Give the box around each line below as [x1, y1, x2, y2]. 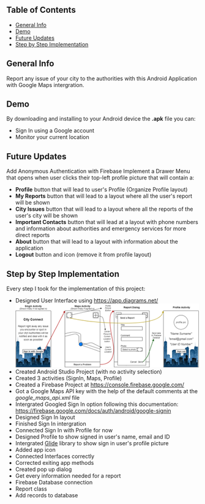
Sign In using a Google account [15, 127, 95, 134]
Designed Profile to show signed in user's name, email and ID [15, 433, 170, 440]
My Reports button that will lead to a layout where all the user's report [15, 192, 193, 200]
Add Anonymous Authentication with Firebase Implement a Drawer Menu [6, 168, 190, 175]
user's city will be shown [15, 212, 78, 219]
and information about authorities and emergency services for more [15, 225, 187, 232]
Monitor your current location [15, 134, 90, 141]
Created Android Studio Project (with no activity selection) [15, 368, 162, 375]
